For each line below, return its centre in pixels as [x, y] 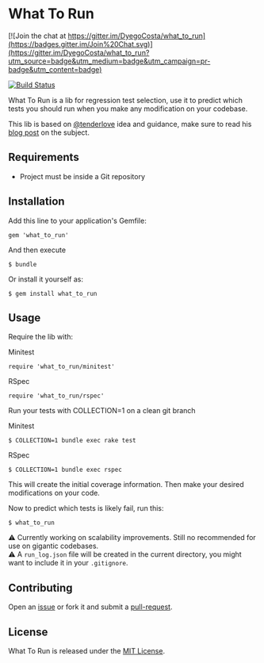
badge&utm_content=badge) [55, 69]
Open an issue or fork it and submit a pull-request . [90, 607]
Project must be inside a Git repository [82, 176]
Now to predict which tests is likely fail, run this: [86, 508]
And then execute [37, 250]
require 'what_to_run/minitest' [61, 367]
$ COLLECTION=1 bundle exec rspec [65, 470]
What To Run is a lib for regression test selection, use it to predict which [126, 100]
